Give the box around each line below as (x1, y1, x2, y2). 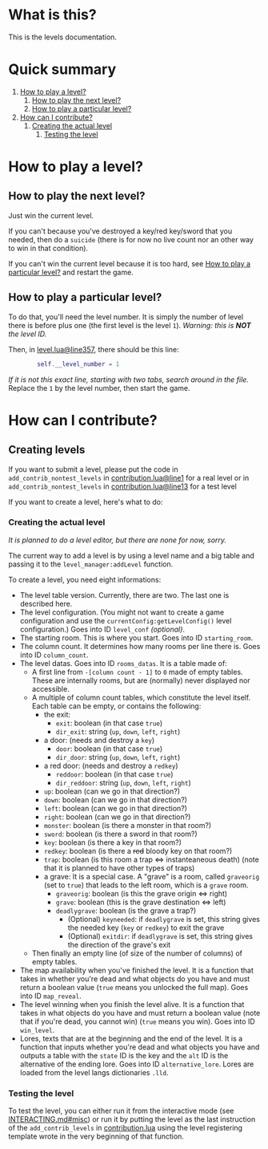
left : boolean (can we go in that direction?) (43, 803, 188, 813)
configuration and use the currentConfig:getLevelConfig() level (19, 615, 232, 625)
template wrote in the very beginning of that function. (8, 1131, 184, 1141)
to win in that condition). (8, 243, 89, 253)
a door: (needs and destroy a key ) (43, 735, 155, 745)
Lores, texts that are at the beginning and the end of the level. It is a (19, 1033, 243, 1043)
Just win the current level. (8, 210, 94, 220)
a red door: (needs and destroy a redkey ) (43, 761, 178, 770)
